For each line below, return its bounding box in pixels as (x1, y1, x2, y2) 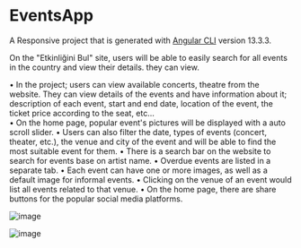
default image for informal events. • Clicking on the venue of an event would (9, 174, 292, 184)
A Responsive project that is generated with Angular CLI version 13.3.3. (9, 35, 272, 46)
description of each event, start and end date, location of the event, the (9, 98, 274, 108)
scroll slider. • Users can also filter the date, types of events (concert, (9, 126, 268, 137)
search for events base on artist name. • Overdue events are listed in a (9, 155, 271, 166)
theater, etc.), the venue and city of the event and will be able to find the (9, 136, 277, 147)
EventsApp (9, 5, 94, 26)
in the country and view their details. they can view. (9, 62, 199, 73)
